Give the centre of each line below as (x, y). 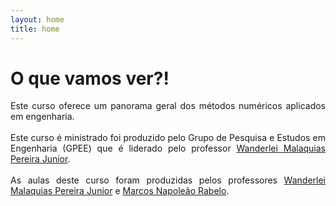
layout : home (37, 19)
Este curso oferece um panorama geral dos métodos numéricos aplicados (168, 106)
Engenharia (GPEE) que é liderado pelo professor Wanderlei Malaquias (168, 148)
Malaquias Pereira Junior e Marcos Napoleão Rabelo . (120, 191)
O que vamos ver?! (90, 78)
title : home (35, 29)
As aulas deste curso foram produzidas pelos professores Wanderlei (168, 180)
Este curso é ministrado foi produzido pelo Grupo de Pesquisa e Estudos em (168, 138)
